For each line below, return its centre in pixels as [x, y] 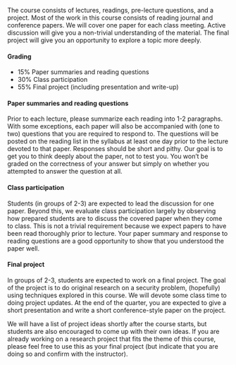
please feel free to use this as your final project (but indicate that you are [113, 346]
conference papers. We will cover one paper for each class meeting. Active [117, 25]
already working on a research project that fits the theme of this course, [112, 339]
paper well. [24, 248]
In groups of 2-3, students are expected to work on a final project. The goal [117, 280]
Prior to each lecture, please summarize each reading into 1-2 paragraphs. [115, 119]
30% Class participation [52, 80]
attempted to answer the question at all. [65, 172]
